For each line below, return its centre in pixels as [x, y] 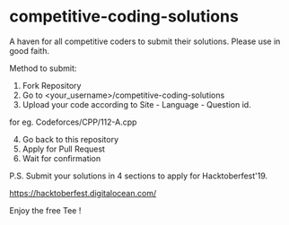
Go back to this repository [70, 139]
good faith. [29, 50]
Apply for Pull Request [64, 149]
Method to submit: [43, 68]
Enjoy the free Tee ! [45, 210]
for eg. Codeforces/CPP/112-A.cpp [73, 122]
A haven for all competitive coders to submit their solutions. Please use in [145, 41]
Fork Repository [52, 85]
